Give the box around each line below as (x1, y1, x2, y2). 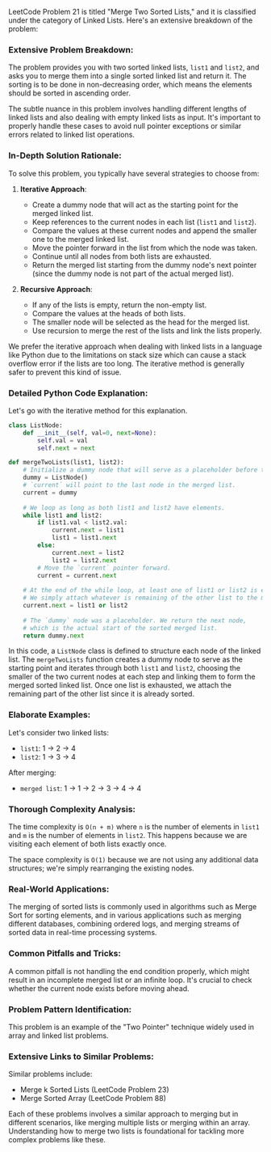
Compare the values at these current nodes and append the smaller (31, 226, 257, 235)
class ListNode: (8, 421, 63, 430)
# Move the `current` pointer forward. (37, 564, 172, 572)
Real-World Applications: (8, 883, 110, 895)
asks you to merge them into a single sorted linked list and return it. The (8, 71, 247, 81)
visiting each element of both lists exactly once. (8, 839, 167, 849)
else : (37, 541, 56, 549)
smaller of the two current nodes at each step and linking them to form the (8, 671, 256, 682)
